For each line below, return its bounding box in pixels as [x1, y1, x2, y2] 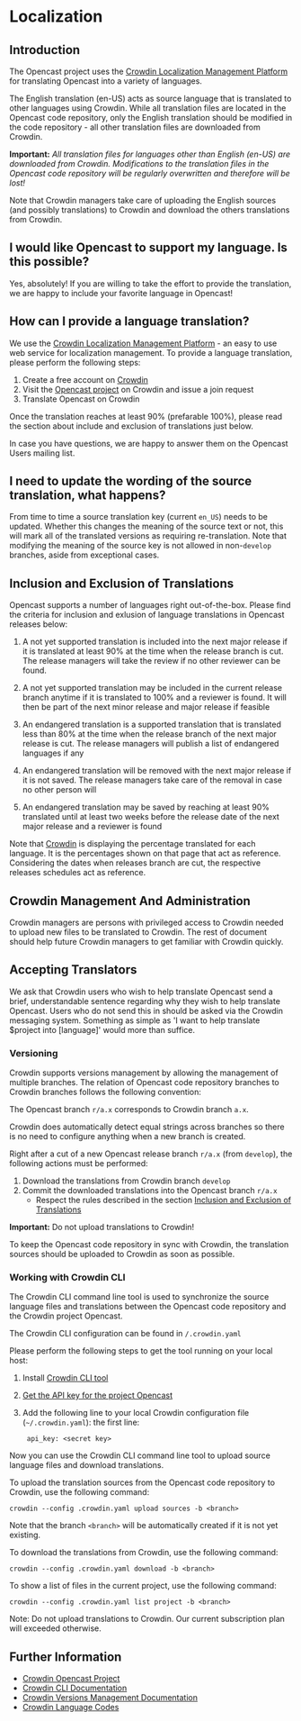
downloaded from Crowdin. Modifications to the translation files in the [9, 159, 270, 168]
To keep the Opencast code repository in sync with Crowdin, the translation [9, 1239, 289, 1250]
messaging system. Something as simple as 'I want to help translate [9, 1015, 261, 1026]
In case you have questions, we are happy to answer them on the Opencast [9, 438, 289, 448]
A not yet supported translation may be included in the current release [22, 683, 283, 693]
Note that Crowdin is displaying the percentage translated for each [9, 838, 256, 849]
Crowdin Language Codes [22, 1702, 120, 1713]
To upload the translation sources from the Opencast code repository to [9, 1477, 276, 1488]
